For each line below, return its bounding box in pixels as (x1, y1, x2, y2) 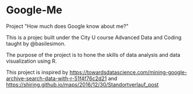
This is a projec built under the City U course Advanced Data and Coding (6, 34, 182, 41)
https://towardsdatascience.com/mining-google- (69, 68, 187, 75)
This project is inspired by (6, 68, 68, 75)
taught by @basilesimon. (6, 40, 66, 47)
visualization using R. (6, 57, 57, 64)
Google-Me (6, 3, 63, 17)
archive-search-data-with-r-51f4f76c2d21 (6, 75, 107, 82)
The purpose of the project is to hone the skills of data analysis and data (6, 51, 181, 58)
